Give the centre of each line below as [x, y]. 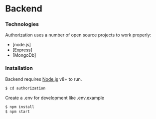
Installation [19, 68]
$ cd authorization [25, 88]
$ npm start [17, 112]
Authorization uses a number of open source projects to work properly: [78, 35]
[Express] [22, 50]
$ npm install [20, 107]
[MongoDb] [24, 55]
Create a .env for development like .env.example [55, 98]
